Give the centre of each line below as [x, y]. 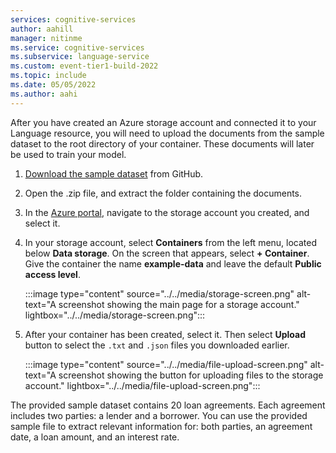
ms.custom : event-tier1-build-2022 [84, 66]
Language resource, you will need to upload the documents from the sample [167, 133]
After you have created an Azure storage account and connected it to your [163, 122]
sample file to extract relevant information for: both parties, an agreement [161, 426]
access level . [52, 274]
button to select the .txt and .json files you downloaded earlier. [157, 345]
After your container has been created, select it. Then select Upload [165, 334]
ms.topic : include [48, 76]
